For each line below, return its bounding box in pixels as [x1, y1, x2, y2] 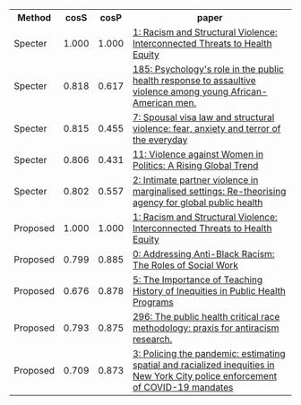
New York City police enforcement [133, 370, 278, 382]
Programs [133, 296, 174, 308]
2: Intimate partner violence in [133, 174, 259, 186]
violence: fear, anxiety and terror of [133, 123, 281, 134]
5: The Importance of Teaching [133, 273, 263, 286]
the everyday [133, 134, 188, 146]
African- [230, 85, 268, 98]
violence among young [133, 85, 229, 98]
